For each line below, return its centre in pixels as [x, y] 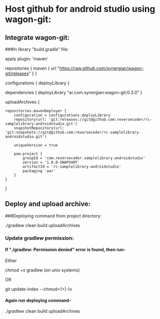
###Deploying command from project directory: [53, 216]
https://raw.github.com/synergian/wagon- [102, 68]
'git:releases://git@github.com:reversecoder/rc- [100, 120]
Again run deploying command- [38, 300]
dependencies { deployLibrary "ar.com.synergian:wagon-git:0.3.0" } [74, 92]
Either [11, 260]
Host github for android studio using [80, 9]
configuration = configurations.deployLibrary [62, 115]
